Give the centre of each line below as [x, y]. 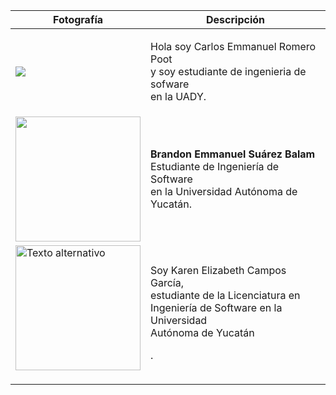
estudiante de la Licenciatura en [225, 295]
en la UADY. [178, 96]
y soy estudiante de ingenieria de [228, 71]
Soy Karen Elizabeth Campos [218, 270]
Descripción [235, 19]
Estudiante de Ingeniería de [214, 166]
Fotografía [78, 19]
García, [167, 282]
